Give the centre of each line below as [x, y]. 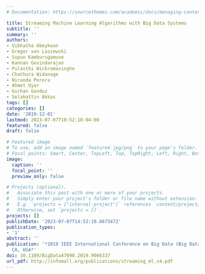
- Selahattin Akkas [31, 97]
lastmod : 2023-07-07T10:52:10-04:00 [53, 120]
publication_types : [31, 227]
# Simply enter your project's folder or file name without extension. [102, 199]
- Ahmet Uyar [23, 86]
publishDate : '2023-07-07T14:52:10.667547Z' [64, 221]
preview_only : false [38, 176]
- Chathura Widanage [33, 74]
